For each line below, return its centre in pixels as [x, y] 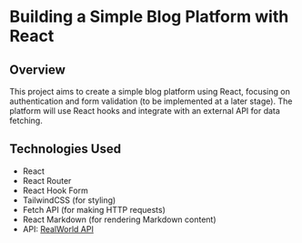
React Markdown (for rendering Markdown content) [119, 219]
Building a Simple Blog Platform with [149, 17]
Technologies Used [65, 149]
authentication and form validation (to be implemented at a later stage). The [151, 101]
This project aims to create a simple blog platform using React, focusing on [150, 91]
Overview [38, 70]
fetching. [26, 121]
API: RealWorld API [58, 228]
